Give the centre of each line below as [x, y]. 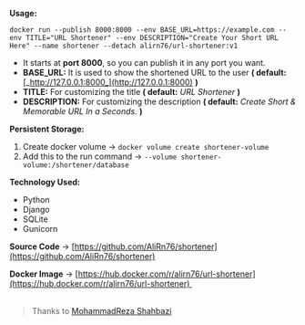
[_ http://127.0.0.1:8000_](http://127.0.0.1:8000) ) [110, 82]
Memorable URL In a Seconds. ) [82, 111]
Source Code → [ [42, 246]
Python [36, 199]
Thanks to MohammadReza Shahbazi [102, 311]
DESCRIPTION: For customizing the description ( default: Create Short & [159, 101]
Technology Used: [45, 182]
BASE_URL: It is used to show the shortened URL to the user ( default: [154, 73]
